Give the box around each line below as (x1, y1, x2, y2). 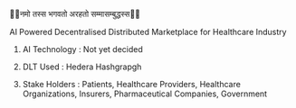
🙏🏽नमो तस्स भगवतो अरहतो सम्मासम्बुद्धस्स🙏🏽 (9, 9, 141, 19)
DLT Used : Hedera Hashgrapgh (22, 61, 142, 72)
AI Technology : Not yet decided (22, 44, 143, 54)
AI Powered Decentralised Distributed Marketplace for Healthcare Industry (9, 27, 287, 37)
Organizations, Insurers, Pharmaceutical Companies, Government (22, 88, 268, 99)
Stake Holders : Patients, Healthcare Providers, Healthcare (22, 79, 242, 89)
